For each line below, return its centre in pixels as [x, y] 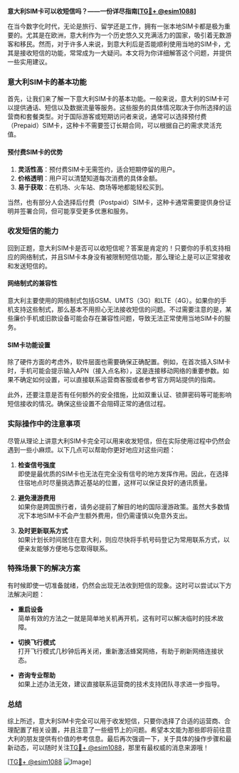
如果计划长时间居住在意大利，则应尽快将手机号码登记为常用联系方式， [121, 539]
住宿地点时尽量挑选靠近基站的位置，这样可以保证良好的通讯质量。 [114, 482]
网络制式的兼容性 [32, 283]
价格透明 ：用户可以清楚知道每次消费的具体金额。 [89, 178]
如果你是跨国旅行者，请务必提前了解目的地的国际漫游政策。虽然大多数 [121, 506]
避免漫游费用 [36, 498]
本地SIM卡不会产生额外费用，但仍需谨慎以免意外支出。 [111, 516]
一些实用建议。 [29, 62]
